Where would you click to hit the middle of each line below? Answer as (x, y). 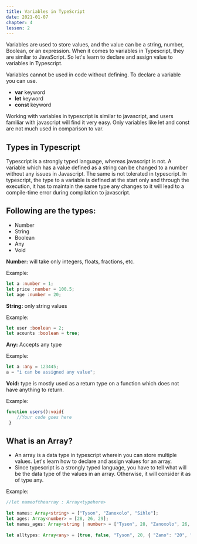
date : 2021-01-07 (27, 17)
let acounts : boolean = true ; (43, 333)
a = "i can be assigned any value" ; (51, 372)
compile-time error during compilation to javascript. (68, 193)
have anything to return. (35, 389)
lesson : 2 (18, 28)
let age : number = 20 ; (34, 294)
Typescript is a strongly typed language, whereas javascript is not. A (89, 162)
